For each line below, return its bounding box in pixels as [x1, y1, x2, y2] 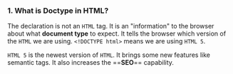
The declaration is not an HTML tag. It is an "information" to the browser [7, 22, 214, 31]
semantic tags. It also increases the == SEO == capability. [7, 58, 175, 67]
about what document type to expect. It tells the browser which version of [7, 29, 227, 38]
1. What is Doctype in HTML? [7, 6, 109, 16]
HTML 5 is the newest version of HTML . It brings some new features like [7, 51, 210, 59]
